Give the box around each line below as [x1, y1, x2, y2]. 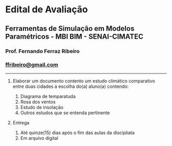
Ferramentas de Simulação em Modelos [5, 24, 135, 33]
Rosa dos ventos [20, 99, 56, 105]
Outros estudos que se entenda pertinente [20, 109, 110, 116]
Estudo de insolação [20, 104, 63, 110]
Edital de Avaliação [5, 4, 88, 15]
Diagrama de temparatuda [20, 93, 76, 99]
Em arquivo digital [20, 135, 59, 141]
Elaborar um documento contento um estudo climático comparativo [12, 78, 155, 84]
